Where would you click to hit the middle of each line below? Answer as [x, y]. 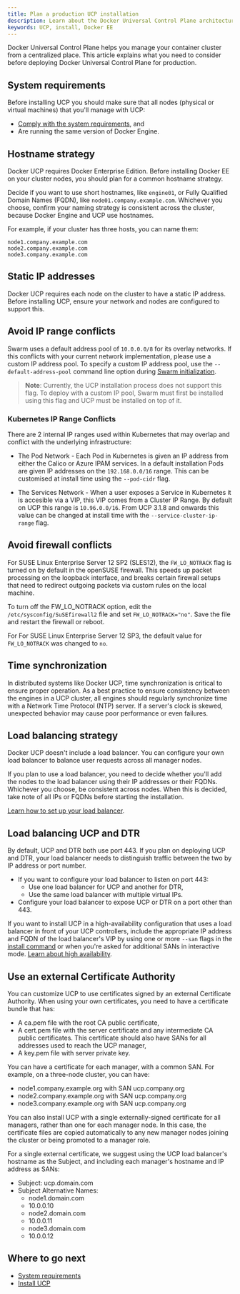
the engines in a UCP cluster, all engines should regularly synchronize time [117, 698]
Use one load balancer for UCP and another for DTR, [106, 887]
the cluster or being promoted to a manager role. [79, 1140]
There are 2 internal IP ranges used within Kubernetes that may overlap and [119, 434]
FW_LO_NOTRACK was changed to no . [58, 643]
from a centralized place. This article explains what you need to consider [114, 55]
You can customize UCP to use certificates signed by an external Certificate [119, 993]
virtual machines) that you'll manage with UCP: [76, 110]
